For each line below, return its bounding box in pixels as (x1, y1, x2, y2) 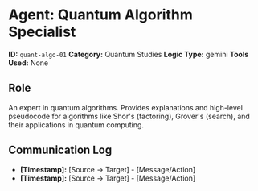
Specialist (8, 23, 76, 41)
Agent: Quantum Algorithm (8, 6, 193, 24)
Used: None (8, 58, 49, 68)
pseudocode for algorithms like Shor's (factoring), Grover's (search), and (8, 111, 251, 121)
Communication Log (8, 143, 113, 157)
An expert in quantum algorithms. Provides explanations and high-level (8, 102, 244, 112)
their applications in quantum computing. (8, 119, 145, 130)
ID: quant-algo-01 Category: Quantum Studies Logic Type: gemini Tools (8, 49, 249, 59)
